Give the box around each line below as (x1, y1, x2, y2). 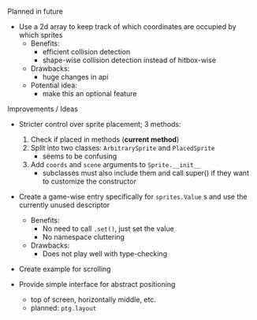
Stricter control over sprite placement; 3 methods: (18, 120, 182, 128)
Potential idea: (30, 80, 78, 90)
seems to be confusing (42, 151, 117, 161)
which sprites (18, 31, 63, 39)
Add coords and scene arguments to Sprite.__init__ (30, 160, 202, 169)
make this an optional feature (42, 89, 137, 98)
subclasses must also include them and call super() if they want (42, 169, 250, 177)
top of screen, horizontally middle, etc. (30, 295, 157, 304)
